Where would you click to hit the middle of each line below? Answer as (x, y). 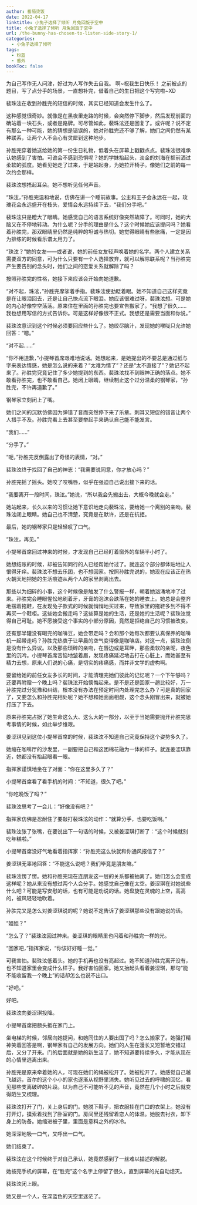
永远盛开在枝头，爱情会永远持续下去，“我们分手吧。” (84, 205)
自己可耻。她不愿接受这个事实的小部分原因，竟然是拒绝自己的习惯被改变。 (101, 621)
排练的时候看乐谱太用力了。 (44, 239)
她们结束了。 (21, 1146)
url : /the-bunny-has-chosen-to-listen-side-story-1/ (72, 33)
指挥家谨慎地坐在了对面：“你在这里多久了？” (60, 769)
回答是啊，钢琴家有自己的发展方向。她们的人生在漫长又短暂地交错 (101, 1045)
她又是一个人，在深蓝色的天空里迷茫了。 (55, 1196)
